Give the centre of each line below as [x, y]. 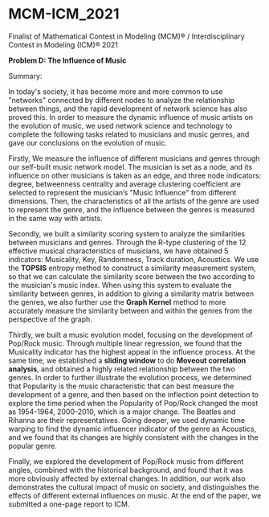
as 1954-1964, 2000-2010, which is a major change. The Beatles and [122, 412]
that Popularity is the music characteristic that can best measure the [121, 386]
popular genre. [33, 445]
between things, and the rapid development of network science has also [128, 109]
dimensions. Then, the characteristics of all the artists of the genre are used [134, 201]
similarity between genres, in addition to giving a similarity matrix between [131, 293]
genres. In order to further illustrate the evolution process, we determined [130, 377]
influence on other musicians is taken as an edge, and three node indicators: [135, 175]
